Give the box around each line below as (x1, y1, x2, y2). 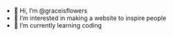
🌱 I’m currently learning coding (13, 21, 102, 29)
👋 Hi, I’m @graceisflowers (13, 7, 88, 15)
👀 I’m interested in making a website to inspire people (13, 14, 167, 22)
